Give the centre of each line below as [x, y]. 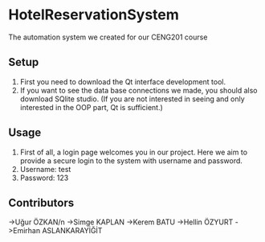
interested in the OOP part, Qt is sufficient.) [91, 107]
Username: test [45, 169]
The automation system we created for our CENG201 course [108, 37]
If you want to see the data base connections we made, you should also [139, 90]
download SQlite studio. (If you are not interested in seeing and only [132, 99]
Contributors [41, 203]
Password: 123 [44, 178]
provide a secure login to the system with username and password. [131, 160]
